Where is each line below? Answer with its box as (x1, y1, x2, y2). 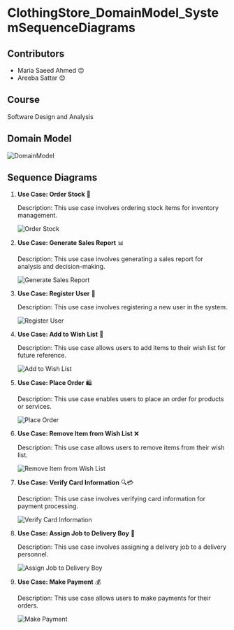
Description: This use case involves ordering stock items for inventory (17, 204, 219, 212)
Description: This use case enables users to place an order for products (17, 395, 225, 403)
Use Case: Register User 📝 (17, 289, 96, 298)
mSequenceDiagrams (7, 20, 136, 36)
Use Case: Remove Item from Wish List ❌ (17, 429, 140, 438)
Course (7, 94, 41, 106)
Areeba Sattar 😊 (17, 73, 66, 82)
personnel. (17, 550, 49, 559)
